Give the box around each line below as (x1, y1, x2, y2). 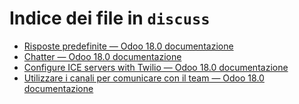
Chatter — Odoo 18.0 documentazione (23, 50, 182, 62)
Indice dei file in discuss (9, 7, 211, 30)
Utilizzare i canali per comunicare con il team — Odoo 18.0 (23, 72, 265, 84)
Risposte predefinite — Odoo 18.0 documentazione (23, 40, 234, 52)
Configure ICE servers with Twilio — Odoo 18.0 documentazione (23, 61, 289, 73)
